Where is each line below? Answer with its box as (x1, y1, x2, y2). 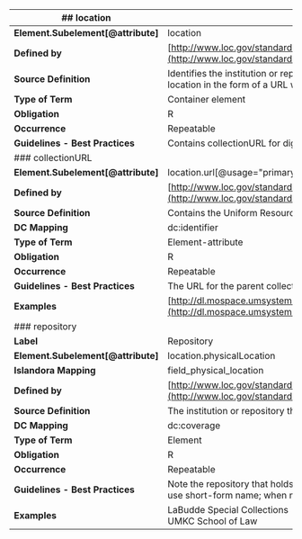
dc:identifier (167, 221, 218, 233)
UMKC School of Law (167, 515, 258, 527)
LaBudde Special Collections (167, 504, 289, 516)
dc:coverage (167, 419, 221, 431)
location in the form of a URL (167, 78, 289, 91)
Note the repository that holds (167, 478, 294, 490)
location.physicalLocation (167, 350, 276, 362)
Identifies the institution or (167, 67, 279, 79)
